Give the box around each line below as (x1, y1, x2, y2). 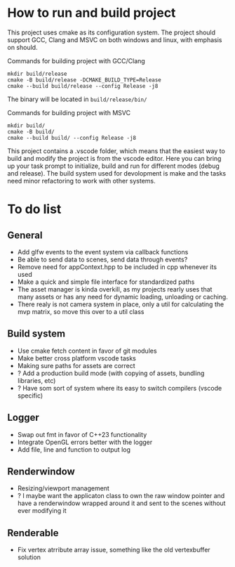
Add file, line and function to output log (17, 445, 131, 454)
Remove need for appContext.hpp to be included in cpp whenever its (17, 262, 217, 271)
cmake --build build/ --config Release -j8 (7, 134, 137, 141)
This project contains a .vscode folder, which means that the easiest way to (7, 146, 226, 155)
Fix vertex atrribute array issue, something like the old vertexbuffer (17, 546, 210, 554)
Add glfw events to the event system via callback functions (17, 247, 189, 256)
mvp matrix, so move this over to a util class (17, 307, 145, 315)
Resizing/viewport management (17, 484, 110, 493)
